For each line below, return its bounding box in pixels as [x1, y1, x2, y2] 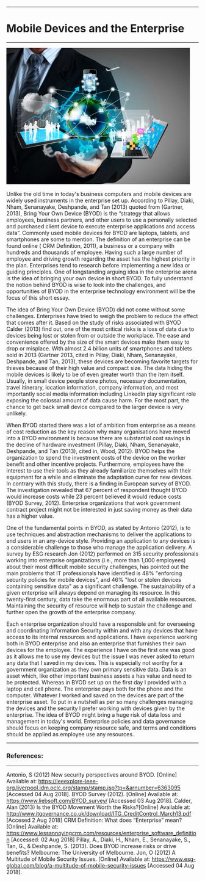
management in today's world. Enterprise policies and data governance [6, 717, 186, 725]
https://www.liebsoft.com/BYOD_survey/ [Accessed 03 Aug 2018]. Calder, [6, 797, 192, 805]
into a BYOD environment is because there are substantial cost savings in [6, 434, 190, 441]
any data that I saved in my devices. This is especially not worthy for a [6, 659, 183, 666]
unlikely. [6, 410, 27, 417]
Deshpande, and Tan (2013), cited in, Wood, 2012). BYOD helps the [6, 447, 175, 455]
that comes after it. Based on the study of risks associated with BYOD [6, 319, 181, 326]
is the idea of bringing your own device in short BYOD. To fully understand [6, 274, 193, 281]
